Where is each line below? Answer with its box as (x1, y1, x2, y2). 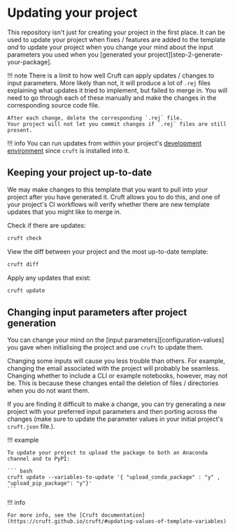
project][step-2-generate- (148, 50, 224, 59)
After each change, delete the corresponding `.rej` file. (7, 114, 183, 122)
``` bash (7, 468, 33, 475)
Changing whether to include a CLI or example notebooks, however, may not (7, 372, 228, 380)
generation (7, 317, 57, 329)
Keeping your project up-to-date (7, 166, 152, 179)
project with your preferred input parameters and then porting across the (7, 408, 218, 416)
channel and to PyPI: (7, 456, 71, 463)
